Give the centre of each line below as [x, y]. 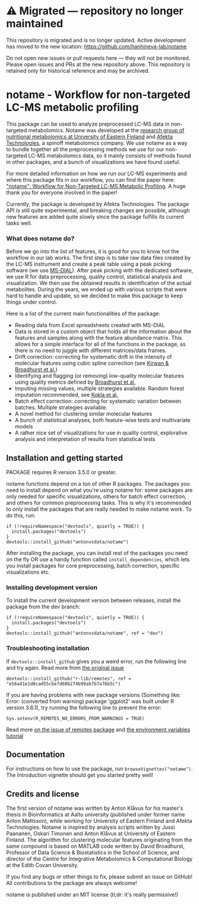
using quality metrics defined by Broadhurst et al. [75, 382]
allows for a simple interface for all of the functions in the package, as [100, 344]
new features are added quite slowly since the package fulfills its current [95, 216]
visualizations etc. [28, 572]
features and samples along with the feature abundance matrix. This [98, 338]
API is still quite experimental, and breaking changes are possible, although [98, 210]
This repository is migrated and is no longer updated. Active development [96, 40]
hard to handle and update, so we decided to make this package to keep [94, 296]
